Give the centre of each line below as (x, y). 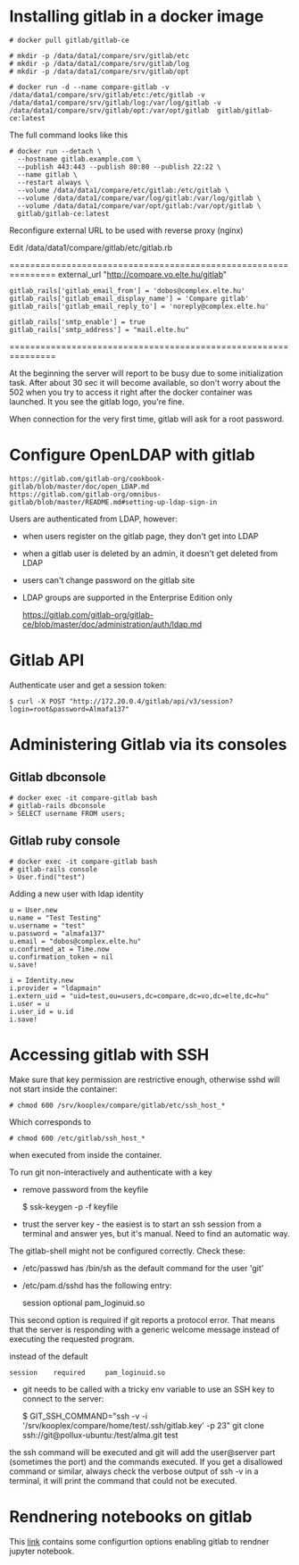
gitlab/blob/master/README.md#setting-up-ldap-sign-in (113, 502)
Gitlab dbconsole (58, 777)
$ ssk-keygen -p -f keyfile (70, 1206)
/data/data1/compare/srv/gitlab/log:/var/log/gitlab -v (115, 103)
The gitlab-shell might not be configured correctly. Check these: (127, 1251)
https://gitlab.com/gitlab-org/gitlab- (88, 614)
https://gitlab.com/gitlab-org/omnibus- (86, 494)
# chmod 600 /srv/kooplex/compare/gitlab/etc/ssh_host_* (117, 1105)
